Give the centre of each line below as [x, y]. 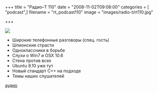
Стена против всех [32, 61]
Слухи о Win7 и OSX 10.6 [38, 55]
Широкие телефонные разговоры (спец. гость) [61, 40]
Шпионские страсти [33, 45]
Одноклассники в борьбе [38, 50]
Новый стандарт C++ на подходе [46, 71]
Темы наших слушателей [38, 76]
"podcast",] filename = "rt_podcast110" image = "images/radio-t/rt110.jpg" [79, 12]
